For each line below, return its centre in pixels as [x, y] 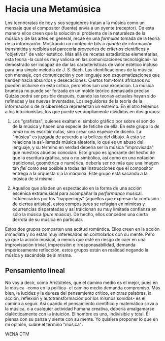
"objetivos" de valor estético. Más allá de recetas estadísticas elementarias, [82, 54]
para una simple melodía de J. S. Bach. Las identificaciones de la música [79, 69]
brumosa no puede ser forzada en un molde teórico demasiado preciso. [78, 91]
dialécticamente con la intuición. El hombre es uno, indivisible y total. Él [78, 314]
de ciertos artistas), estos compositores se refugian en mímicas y [79, 204]
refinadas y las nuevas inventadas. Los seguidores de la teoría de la [74, 101]
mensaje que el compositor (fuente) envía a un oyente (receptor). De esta [80, 28]
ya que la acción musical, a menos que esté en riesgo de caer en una [75, 239]
